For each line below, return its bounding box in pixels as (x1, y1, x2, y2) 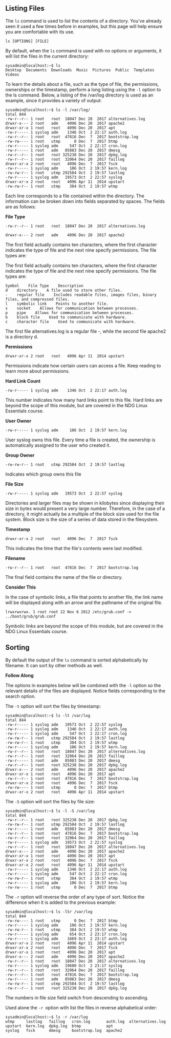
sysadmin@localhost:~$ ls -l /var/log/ (5, 107, 91, 112)
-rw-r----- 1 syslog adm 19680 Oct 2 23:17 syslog (5, 963, 123, 968)
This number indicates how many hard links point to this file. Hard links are (5, 397, 163, 403)
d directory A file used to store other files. (5, 288, 123, 293)
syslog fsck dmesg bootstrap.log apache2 (5, 1028, 123, 1033)
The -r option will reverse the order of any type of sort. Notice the (5, 894, 145, 900)
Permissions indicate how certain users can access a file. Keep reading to (5, 362, 161, 369)
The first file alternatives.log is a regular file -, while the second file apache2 (5, 328, 166, 334)
